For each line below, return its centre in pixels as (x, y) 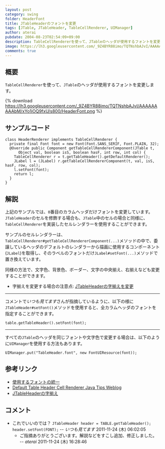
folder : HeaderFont (25, 19)
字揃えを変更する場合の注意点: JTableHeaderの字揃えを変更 (73, 286)
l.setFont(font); (32, 170)
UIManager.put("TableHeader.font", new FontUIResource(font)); (71, 353)
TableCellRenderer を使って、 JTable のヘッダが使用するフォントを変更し (78, 85)
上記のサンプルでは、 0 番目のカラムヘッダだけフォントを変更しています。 (79, 212)
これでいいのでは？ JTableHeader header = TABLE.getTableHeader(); (82, 423)
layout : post (18, 10)
